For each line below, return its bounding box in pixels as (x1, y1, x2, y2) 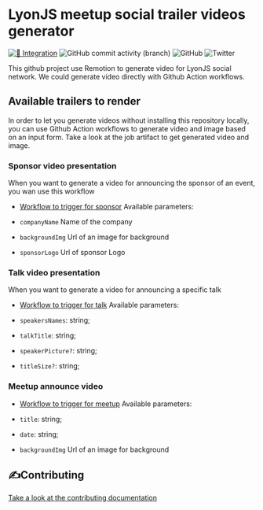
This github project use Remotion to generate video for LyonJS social (8, 63, 232, 72)
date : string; (19, 429, 59, 438)
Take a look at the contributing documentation (8, 493, 158, 503)
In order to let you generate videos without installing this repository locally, (8, 116, 250, 125)
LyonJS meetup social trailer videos (8, 6, 246, 24)
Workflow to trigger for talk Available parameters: (19, 301, 179, 310)
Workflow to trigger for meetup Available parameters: (19, 399, 192, 408)
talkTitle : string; (19, 331, 77, 340)
